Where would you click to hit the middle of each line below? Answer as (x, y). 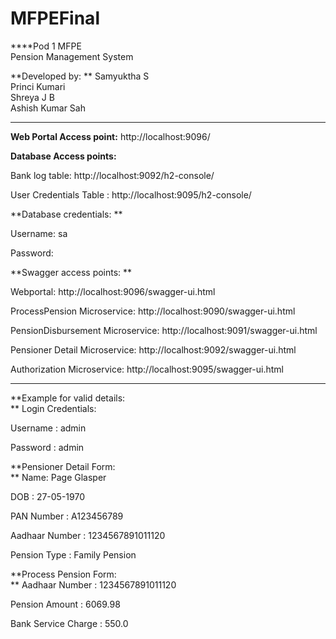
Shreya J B (32, 97)
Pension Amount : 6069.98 (65, 604)
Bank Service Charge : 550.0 (69, 623)
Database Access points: (63, 156)
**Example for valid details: (68, 398)
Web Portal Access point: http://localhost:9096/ (110, 136)
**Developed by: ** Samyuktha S (80, 76)
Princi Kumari (38, 86)
